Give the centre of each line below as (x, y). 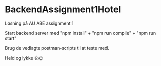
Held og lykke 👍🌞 (24, 58)
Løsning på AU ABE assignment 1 (39, 23)
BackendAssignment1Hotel (63, 9)
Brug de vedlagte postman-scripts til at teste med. (57, 48)
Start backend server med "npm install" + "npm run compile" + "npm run (80, 33)
